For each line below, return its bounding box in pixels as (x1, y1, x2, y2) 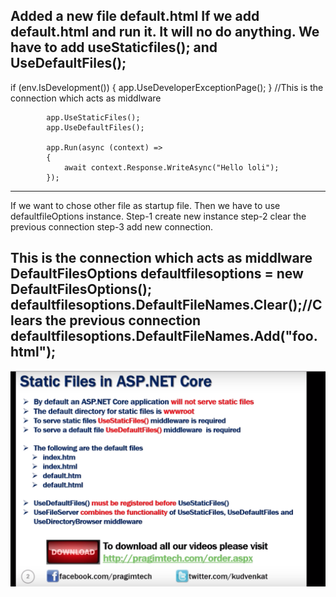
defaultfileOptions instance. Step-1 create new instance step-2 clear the (10, 210, 307, 222)
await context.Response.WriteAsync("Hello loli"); (63, 162, 280, 173)
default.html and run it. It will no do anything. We (10, 24, 320, 41)
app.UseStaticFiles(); (46, 112, 141, 123)
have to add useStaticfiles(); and (10, 39, 218, 56)
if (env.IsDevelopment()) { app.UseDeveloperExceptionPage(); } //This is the (10, 81, 324, 93)
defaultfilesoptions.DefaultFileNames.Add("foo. (10, 328, 318, 345)
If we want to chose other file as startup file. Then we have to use (10, 199, 281, 211)
